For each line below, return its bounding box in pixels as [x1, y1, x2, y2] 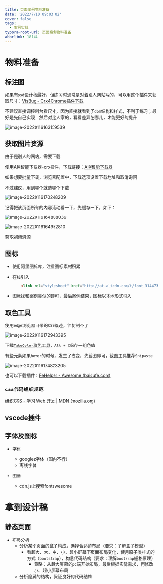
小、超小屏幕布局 [34, 567, 69, 573]
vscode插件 [5, 413, 41, 422]
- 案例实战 [9, 25, 29, 30]
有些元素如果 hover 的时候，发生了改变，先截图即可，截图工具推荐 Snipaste [5, 353, 153, 359]
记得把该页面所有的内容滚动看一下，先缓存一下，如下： [5, 204, 116, 210]
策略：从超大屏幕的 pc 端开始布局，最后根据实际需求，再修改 [34, 561, 154, 567]
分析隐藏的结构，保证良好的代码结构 [19, 573, 92, 579]
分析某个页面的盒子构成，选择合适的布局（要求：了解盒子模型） [19, 543, 147, 549]
